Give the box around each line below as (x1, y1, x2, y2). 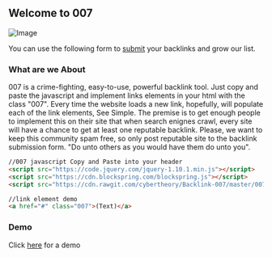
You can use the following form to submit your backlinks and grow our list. (8, 44, 257, 53)
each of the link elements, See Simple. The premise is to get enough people (8, 108, 261, 118)
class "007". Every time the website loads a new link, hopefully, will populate (8, 99, 264, 109)
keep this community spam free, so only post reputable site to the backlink (8, 133, 257, 144)
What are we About (8, 64, 86, 75)
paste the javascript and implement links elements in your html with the (8, 91, 245, 100)
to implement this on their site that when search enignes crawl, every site (8, 116, 253, 126)
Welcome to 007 (8, 6, 93, 20)
